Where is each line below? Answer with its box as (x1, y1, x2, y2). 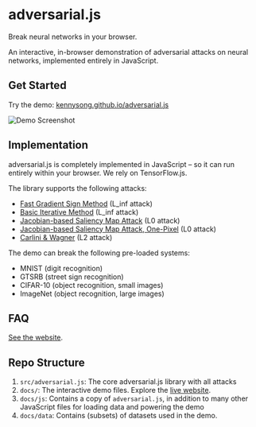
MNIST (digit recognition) (19, 263, 103, 273)
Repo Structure (8, 355, 85, 369)
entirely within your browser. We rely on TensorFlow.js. (8, 168, 188, 177)
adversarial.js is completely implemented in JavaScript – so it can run (8, 159, 235, 169)
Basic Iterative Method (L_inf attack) (19, 207, 139, 216)
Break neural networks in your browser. (8, 32, 138, 41)
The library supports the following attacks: (8, 183, 147, 192)
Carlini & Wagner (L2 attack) (19, 232, 113, 242)
